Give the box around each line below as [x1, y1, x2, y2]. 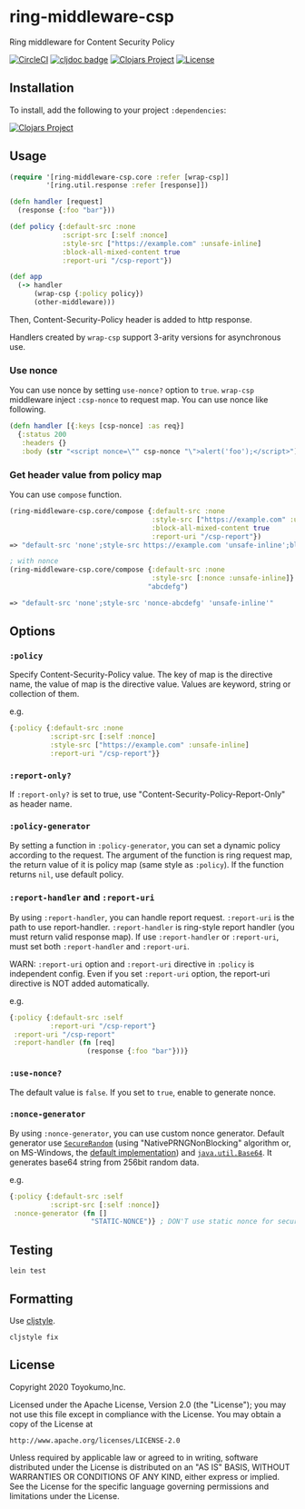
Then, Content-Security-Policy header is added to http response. [9, 313, 252, 324]
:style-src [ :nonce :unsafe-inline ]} [151, 574, 295, 583]
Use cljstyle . [9, 1315, 56, 1325]
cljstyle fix [9, 1333, 59, 1342]
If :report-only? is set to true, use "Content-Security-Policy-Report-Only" [9, 789, 286, 800]
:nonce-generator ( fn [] [13, 1208, 107, 1218]
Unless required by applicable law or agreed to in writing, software [9, 1452, 259, 1463]
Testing [9, 1242, 54, 1257]
